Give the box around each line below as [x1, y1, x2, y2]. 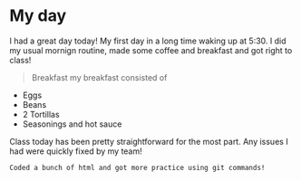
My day [9, 5, 67, 26]
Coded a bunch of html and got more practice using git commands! [9, 163, 266, 172]
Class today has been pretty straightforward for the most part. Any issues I [9, 136, 288, 147]
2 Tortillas [22, 109, 61, 119]
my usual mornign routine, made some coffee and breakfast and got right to [9, 44, 293, 55]
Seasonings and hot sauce [22, 119, 122, 129]
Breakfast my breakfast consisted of [31, 71, 168, 82]
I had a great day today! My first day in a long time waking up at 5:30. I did [9, 35, 287, 46]
